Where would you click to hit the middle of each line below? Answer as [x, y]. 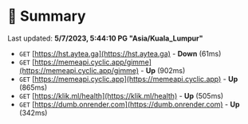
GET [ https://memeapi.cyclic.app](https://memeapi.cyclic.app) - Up [128, 79]
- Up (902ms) [163, 70]
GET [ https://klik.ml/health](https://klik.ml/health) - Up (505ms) [121, 95]
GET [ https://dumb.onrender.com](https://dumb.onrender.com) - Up [129, 104]
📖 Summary [47, 16]
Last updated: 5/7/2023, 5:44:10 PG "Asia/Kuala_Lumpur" [105, 38]
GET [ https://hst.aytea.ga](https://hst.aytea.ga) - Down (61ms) [120, 53]
